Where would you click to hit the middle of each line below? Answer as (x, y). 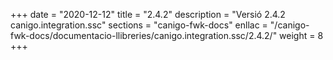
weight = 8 (301, 35)
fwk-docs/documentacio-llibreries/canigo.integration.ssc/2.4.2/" (144, 35)
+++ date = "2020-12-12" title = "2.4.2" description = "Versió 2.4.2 (148, 14)
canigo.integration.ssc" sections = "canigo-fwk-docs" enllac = (139, 25)
